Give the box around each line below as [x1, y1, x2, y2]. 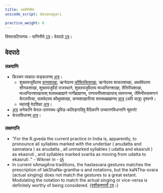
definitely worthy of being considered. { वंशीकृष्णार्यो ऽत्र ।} [12, 182, 119, 188]
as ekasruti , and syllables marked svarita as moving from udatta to [12, 152, 147, 157]
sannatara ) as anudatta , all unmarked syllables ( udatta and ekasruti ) [12, 146, 153, 152]
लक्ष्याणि [5, 63, 18, 70]
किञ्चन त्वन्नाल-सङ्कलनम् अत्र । [12, 74, 63, 80]
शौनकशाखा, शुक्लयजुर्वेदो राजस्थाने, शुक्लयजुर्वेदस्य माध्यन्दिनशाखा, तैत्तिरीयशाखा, [19, 85, 143, 91]
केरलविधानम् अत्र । [12, 113, 41, 118]
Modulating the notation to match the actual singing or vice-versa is [12, 177, 148, 183]
